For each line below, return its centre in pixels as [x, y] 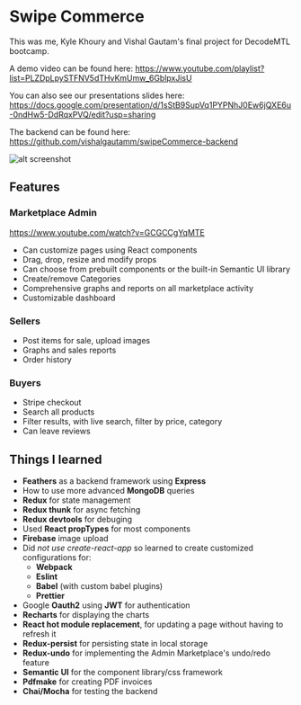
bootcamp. [29, 50]
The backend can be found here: [70, 131]
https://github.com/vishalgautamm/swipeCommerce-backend [124, 141]
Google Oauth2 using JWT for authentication [106, 605]
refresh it [39, 634]
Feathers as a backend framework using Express [114, 481]
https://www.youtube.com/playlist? [199, 68]
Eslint [47, 576]
